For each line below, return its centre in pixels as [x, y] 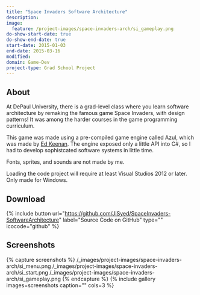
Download [26, 199]
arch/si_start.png [27, 272]
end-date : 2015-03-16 [33, 51]
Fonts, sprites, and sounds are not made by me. [65, 162]
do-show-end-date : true [36, 40]
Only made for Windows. [37, 180]
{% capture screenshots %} [41, 259]
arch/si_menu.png [29, 266]
